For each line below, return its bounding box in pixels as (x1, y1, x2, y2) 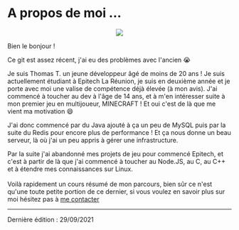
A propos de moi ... (7, 5, 122, 21)
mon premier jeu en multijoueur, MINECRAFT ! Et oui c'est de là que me (7, 99, 216, 108)
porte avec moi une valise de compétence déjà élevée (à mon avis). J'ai (7, 84, 218, 93)
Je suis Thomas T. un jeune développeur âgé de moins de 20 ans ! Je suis (7, 69, 225, 77)
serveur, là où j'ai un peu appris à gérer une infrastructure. (7, 136, 179, 144)
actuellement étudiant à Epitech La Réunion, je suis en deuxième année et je (7, 77, 230, 85)
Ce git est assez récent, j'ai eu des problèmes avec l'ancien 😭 (7, 55, 191, 64)
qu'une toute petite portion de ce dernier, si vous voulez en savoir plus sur (7, 187, 225, 196)
